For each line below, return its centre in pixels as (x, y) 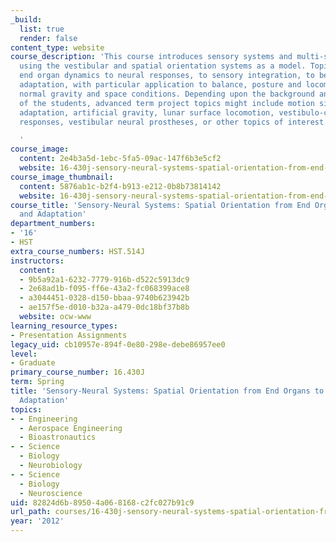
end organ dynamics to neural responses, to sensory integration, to (167, 76)
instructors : (37, 261)
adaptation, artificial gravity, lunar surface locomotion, (147, 112)
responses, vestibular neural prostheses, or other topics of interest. (174, 122)
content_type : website (57, 47)
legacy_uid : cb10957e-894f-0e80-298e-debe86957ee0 (118, 344)
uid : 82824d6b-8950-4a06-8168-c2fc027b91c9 (102, 502)
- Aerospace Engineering (71, 428)
